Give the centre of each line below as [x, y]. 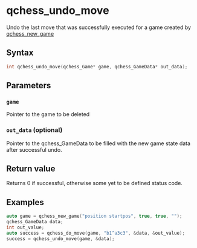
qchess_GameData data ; [35, 222]
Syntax [20, 53]
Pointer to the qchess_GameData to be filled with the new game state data [98, 143]
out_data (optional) [34, 130]
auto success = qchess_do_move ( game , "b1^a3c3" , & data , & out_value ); [96, 233]
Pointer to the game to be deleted [48, 114]
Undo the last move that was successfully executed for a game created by [99, 27]
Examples [25, 202]
